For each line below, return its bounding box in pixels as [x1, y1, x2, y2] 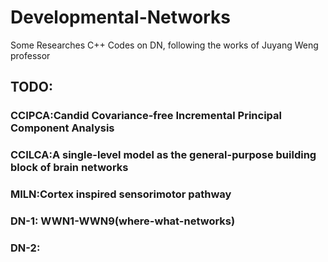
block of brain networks [10, 161, 129, 175]
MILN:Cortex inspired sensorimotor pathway [10, 187, 232, 201]
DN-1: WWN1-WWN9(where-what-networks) [10, 214, 236, 228]
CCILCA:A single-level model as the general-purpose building [10, 148, 317, 162]
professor [10, 49, 51, 61]
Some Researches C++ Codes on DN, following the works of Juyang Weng [10, 39, 319, 51]
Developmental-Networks [10, 6, 231, 29]
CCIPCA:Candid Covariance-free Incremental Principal [10, 109, 283, 123]
